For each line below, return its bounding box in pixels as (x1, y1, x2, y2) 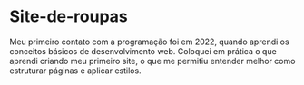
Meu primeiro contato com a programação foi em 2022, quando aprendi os (9, 36, 289, 47)
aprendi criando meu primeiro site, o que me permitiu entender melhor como (9, 55, 296, 66)
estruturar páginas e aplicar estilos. (9, 65, 142, 76)
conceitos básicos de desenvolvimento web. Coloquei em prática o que (9, 45, 277, 56)
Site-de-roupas (9, 6, 129, 27)
